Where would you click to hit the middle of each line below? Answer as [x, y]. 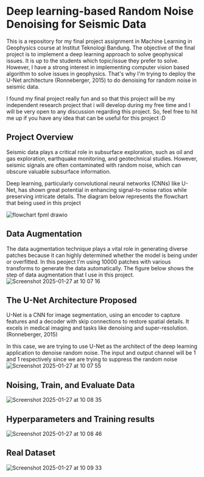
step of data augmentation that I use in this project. [70, 275]
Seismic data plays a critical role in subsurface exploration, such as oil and [100, 152]
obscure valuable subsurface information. [59, 171]
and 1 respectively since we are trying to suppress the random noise [92, 360]
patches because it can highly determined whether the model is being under [102, 255]
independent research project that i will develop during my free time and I [98, 105]
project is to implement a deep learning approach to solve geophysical [95, 54]
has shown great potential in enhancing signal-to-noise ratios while [102, 190]
